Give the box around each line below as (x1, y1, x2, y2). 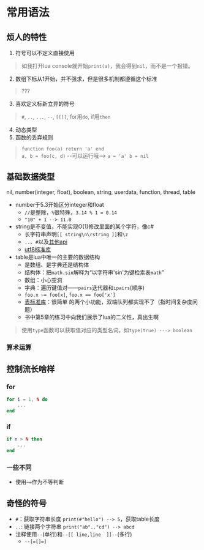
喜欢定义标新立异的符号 (15, 100, 75, 107)
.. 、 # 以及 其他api (24, 238, 67, 245)
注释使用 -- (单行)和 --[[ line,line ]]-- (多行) (15, 530, 132, 538)
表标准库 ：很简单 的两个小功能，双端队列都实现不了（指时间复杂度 (24, 298, 193, 305)
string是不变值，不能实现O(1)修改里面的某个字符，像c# (15, 223, 154, 230)
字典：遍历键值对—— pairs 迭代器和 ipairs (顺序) (24, 284, 145, 291)
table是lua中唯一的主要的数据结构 (15, 253, 100, 261)
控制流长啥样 (6, 364, 55, 374)
